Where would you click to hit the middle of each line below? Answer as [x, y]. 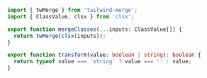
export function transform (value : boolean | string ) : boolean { [104, 55]
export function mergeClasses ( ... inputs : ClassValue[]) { [95, 29]
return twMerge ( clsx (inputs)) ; [60, 36]
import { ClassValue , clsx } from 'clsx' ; [71, 17]
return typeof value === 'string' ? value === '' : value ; [103, 62]
